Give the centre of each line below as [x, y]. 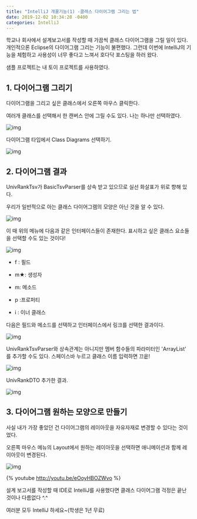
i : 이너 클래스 [30, 312]
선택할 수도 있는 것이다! [39, 238]
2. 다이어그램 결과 [36, 172]
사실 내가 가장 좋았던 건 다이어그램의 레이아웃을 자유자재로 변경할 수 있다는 [92, 427]
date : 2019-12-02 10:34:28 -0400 [47, 17]
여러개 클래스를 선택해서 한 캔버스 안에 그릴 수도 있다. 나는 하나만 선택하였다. [94, 116]
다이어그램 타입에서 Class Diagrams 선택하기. [59, 140]
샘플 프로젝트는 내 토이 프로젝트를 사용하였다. [58, 67]
